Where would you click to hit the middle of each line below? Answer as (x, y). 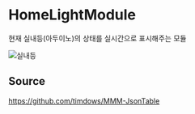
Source (27, 81)
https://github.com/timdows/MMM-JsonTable (84, 101)
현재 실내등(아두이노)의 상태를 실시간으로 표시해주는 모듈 (97, 38)
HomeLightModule (72, 15)
